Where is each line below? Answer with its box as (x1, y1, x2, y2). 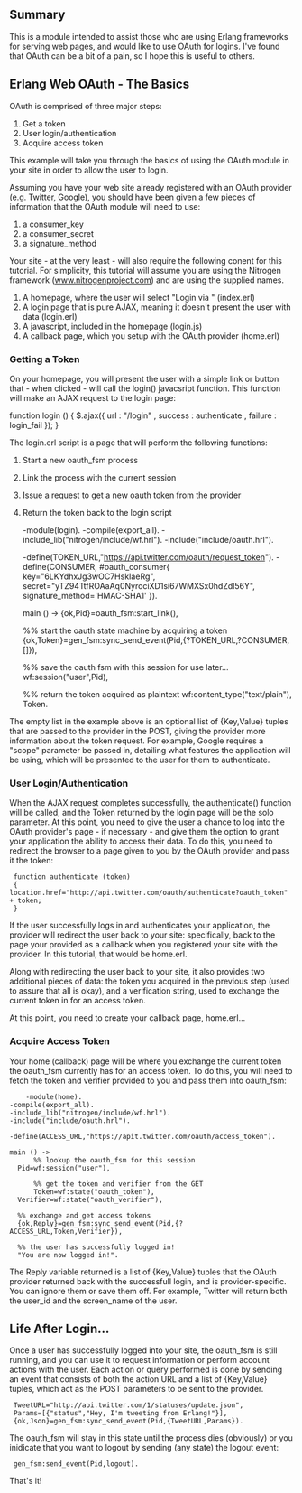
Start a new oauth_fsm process (22, 454, 138, 465)
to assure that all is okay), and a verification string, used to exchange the (9, 985, 279, 996)
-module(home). (25, 1092, 83, 1101)
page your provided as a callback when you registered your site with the (9, 939, 278, 950)
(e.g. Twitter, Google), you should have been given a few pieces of (9, 191, 256, 202)
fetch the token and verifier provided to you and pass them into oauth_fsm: (9, 1075, 287, 1086)
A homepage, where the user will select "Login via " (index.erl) (22, 292, 255, 303)
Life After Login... (9, 1320, 110, 1336)
